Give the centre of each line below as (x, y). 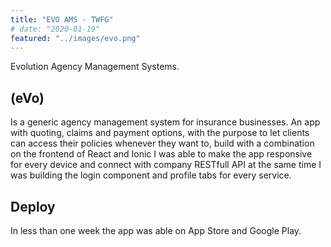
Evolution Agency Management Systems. (95, 67)
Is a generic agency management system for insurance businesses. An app (165, 122)
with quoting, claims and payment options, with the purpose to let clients (160, 133)
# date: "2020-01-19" (55, 29)
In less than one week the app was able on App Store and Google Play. (156, 230)
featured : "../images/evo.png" (75, 38)
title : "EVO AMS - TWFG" (62, 19)
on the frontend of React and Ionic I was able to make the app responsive (161, 154)
